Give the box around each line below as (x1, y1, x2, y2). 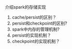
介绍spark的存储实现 (5, 4, 46, 10)
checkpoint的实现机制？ (12, 38, 60, 44)
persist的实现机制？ (12, 33, 52, 38)
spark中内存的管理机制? (12, 26, 60, 32)
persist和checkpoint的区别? (12, 21, 68, 26)
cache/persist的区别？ (12, 14, 57, 20)
